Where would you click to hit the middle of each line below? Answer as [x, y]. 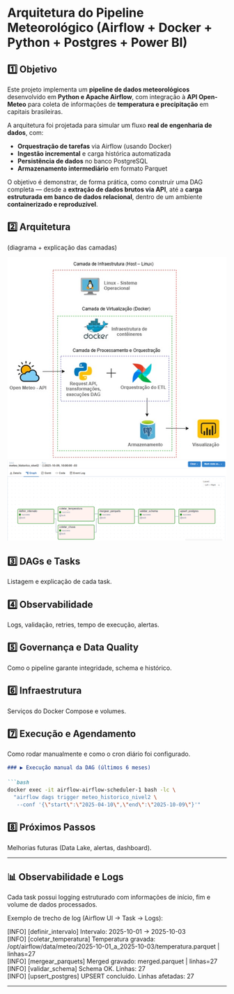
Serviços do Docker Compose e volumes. [67, 711]
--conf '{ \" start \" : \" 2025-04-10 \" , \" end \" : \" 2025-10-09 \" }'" [108, 805]
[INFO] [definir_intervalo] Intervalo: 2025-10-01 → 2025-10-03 [96, 932]
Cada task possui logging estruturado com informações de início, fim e [109, 897]
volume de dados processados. [52, 905]
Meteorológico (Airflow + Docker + [110, 28]
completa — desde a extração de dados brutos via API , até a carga [105, 189]
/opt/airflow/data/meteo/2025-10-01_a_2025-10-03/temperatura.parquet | [114, 947]
